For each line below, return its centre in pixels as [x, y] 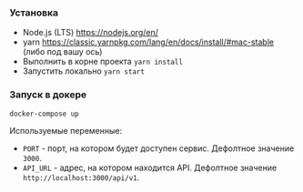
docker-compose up [44, 114]
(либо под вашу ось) [62, 52]
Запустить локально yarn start [84, 71]
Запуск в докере [48, 95]
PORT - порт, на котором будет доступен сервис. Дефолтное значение [158, 148]
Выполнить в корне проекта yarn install [103, 62]
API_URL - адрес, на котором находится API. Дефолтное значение [150, 167]
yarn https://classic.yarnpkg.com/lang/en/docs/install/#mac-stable [148, 42]
